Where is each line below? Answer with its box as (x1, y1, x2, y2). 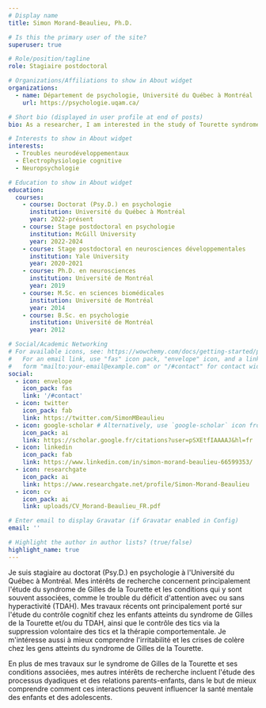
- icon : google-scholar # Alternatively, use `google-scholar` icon (15, 421, 246, 429)
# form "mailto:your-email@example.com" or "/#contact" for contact (8, 362, 246, 370)
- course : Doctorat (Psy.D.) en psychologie (22, 201, 172, 209)
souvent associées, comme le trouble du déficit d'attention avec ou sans (8, 592, 245, 603)
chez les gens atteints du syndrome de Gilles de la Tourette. (8, 643, 203, 653)
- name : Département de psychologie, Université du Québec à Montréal (15, 91, 253, 99)
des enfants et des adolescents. (8, 692, 113, 702)
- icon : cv (15, 488, 51, 496)
